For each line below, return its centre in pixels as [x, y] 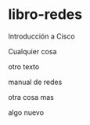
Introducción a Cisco [42, 36]
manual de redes [35, 82]
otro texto [24, 66]
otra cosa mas [31, 97]
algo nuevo [26, 112]
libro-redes [45, 15]
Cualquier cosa [32, 51]
